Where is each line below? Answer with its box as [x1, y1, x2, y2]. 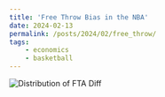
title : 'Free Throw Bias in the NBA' [9, 12, 149, 22]
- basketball [25, 54, 74, 63]
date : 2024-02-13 [9, 21, 74, 30]
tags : [9, 37, 29, 47]
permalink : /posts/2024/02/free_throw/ [9, 29, 157, 38]
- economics [25, 46, 69, 55]
